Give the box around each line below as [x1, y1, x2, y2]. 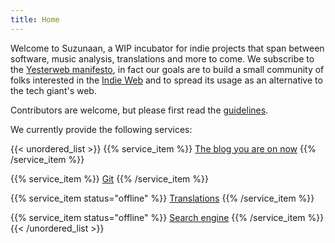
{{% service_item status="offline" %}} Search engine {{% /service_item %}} [10, 211, 325, 223]
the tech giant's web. [10, 84, 97, 96]
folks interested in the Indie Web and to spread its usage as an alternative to [10, 74, 323, 86]
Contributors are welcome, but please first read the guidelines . [10, 104, 269, 116]
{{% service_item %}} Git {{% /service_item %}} [10, 172, 209, 185]
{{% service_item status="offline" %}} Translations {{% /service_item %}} [10, 192, 315, 204]
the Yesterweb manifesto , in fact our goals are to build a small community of [10, 63, 325, 75]
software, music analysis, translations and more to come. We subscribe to [10, 52, 315, 65]
